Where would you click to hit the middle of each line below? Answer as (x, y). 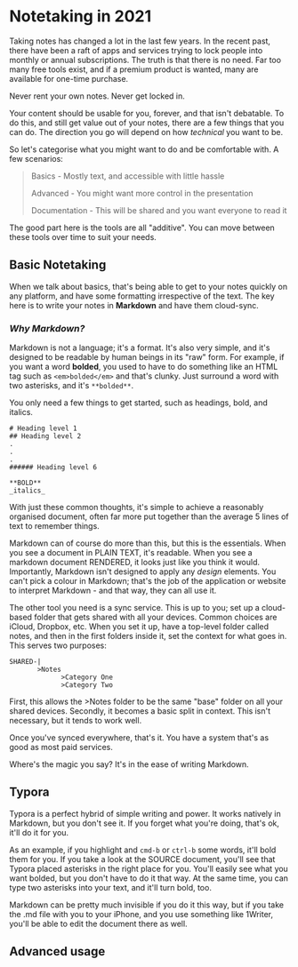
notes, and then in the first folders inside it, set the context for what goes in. (148, 636)
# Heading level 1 (43, 428)
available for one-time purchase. (69, 78)
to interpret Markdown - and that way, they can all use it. (113, 591)
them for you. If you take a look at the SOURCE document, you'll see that (142, 859)
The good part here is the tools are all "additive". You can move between (142, 228)
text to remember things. (54, 526)
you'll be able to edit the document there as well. (99, 923)
